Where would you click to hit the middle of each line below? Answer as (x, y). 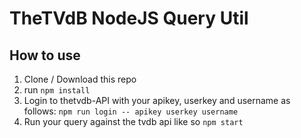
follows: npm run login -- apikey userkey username (131, 111)
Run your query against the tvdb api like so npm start (133, 121)
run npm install (57, 90)
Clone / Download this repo (80, 79)
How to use (45, 55)
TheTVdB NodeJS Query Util (129, 18)
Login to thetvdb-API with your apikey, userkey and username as (157, 100)
